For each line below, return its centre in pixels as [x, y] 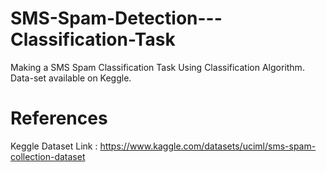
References [59, 118]
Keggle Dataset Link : [54, 146]
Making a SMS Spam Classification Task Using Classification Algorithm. [157, 67]
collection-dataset [48, 156]
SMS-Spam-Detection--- [116, 18]
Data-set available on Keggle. [71, 78]
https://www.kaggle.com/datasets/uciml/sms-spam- [208, 146]
